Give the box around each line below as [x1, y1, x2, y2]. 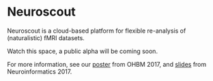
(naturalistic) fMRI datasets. [7, 33, 85, 42]
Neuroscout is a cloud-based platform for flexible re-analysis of [7, 27, 186, 35]
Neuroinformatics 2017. [7, 67, 72, 76]
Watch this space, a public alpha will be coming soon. [7, 47, 158, 55]
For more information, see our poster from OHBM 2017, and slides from [7, 60, 207, 68]
